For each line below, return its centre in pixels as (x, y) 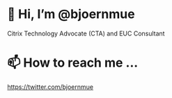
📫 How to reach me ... (73, 63)
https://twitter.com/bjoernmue (50, 87)
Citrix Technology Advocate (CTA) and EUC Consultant (86, 33)
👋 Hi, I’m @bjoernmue (71, 14)
